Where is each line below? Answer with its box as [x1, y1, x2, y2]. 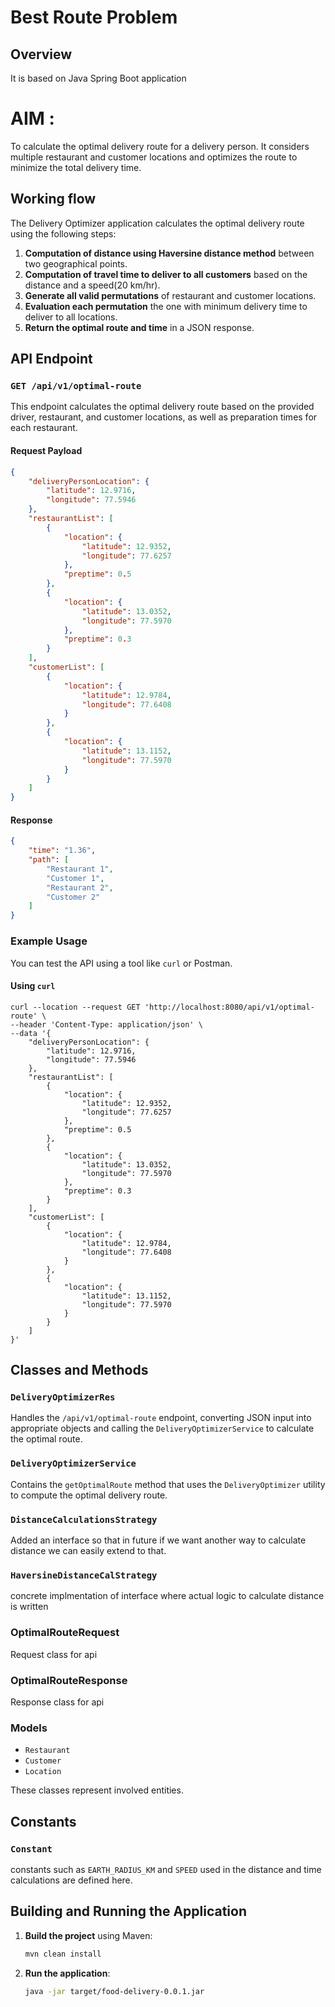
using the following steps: [10, 227, 117, 240]
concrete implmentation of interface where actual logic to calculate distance [10, 1590, 325, 1602]
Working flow [10, 191, 97, 208]
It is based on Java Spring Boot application [10, 72, 187, 84]
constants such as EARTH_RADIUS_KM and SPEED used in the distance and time [10, 1863, 322, 1875]
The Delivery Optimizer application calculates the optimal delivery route [10, 217, 305, 229]
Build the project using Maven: [24, 1929, 153, 1941]
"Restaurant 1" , [46, 864, 114, 874]
